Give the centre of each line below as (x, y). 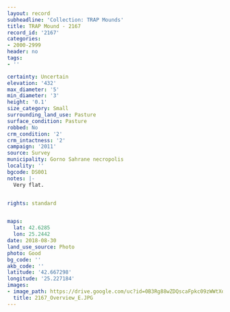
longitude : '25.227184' (41, 279)
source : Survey (29, 153)
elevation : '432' (32, 83)
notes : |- (21, 179)
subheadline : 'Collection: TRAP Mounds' (66, 20)
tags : (15, 58)
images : (18, 285)
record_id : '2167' (33, 32)
